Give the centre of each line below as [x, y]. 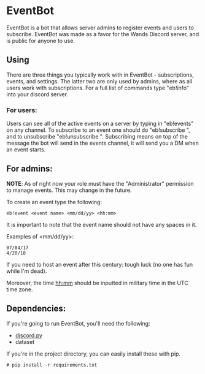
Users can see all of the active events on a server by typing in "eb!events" [100, 124]
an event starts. [26, 150]
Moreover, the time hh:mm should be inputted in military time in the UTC [97, 283]
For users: [22, 110]
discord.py [29, 335]
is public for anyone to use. [41, 40]
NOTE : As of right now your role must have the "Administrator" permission [100, 183]
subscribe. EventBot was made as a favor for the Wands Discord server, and [103, 34]
